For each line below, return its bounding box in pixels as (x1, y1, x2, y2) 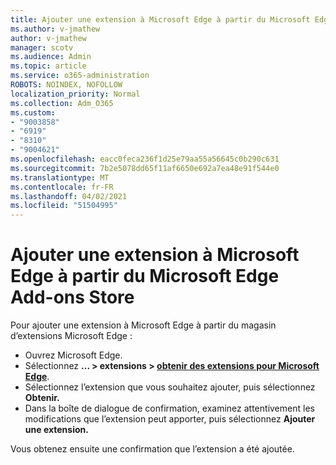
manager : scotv (10, 42, 74, 53)
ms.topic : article (10, 61, 87, 71)
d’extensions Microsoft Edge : (10, 330, 133, 342)
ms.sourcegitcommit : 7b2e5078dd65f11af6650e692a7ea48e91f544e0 (10, 163, 280, 173)
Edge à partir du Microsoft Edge (10, 265, 280, 288)
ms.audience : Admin (10, 52, 92, 62)
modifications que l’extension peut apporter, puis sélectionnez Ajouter (24, 413, 316, 425)
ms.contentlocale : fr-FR (10, 182, 114, 192)
